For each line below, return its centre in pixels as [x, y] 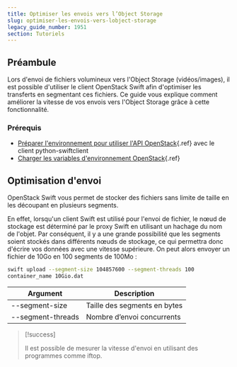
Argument [45, 293]
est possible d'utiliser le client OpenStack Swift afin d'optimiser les [104, 87]
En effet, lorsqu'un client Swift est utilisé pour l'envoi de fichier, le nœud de [117, 219]
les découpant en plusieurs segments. [63, 205]
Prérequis [24, 128]
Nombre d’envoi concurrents [133, 317]
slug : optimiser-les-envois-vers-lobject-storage [82, 21]
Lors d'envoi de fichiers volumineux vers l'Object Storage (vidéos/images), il [118, 79]
